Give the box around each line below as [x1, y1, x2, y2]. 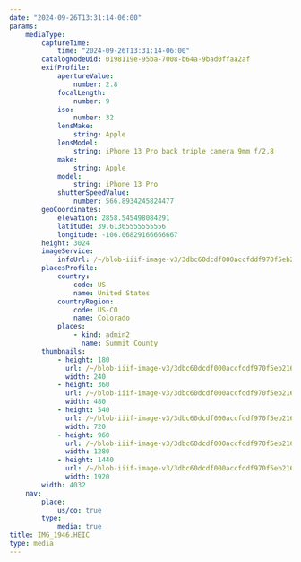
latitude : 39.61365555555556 [56, 222, 167, 231]
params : [9, 22, 39, 31]
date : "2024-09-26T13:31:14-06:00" [9, 13, 142, 22]
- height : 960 [56, 430, 110, 440]
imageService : [41, 247, 94, 256]
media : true [56, 522, 102, 531]
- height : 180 [56, 356, 110, 364]
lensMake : [56, 122, 94, 131]
